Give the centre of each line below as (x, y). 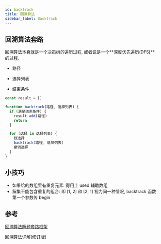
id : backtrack (19, 9)
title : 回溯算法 (20, 14)
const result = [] (24, 98)
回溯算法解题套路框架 (26, 227)
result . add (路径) (31, 116)
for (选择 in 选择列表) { (33, 134)
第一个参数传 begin (31, 197)
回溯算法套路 (24, 39)
